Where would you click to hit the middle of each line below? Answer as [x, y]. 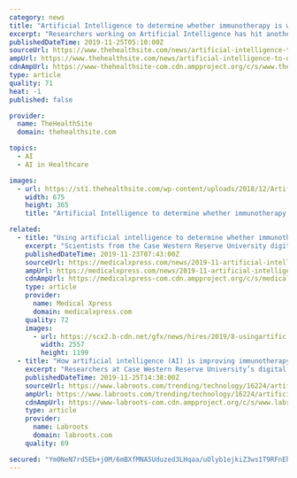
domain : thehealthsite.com [67, 132]
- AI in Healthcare [53, 165]
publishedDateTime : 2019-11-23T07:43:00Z [102, 254]
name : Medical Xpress [72, 304]
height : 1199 [65, 353]
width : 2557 [63, 345]
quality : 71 [31, 83]
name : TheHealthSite [55, 124]
